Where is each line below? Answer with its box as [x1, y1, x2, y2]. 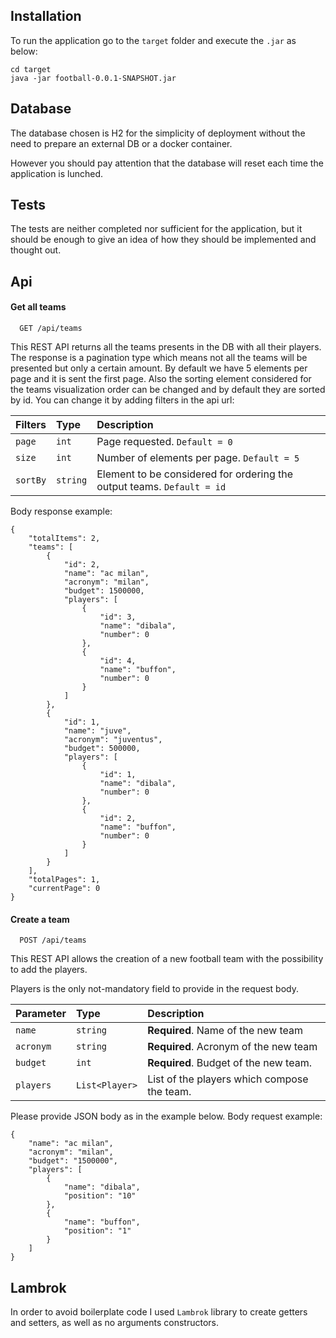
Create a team [10, 913, 70, 925]
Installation [10, 8, 82, 25]
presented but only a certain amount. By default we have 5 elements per [10, 362, 308, 374]
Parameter [15, 1007, 67, 1021]
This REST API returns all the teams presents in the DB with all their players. [10, 341, 322, 353]
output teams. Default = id [96, 480, 227, 494]
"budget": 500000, [63, 744, 141, 754]
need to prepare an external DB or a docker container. [10, 137, 233, 149]
